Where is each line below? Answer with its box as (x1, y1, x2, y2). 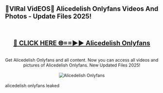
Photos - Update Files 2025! (5, 13, 92, 21)
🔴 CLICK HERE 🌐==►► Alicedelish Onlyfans (13, 39, 150, 47)
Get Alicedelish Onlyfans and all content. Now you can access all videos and (5, 57, 159, 63)
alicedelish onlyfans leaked (5, 82, 60, 88)
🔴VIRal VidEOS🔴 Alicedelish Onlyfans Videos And (5, 5, 159, 13)
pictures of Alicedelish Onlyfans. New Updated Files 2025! (23, 62, 141, 68)
